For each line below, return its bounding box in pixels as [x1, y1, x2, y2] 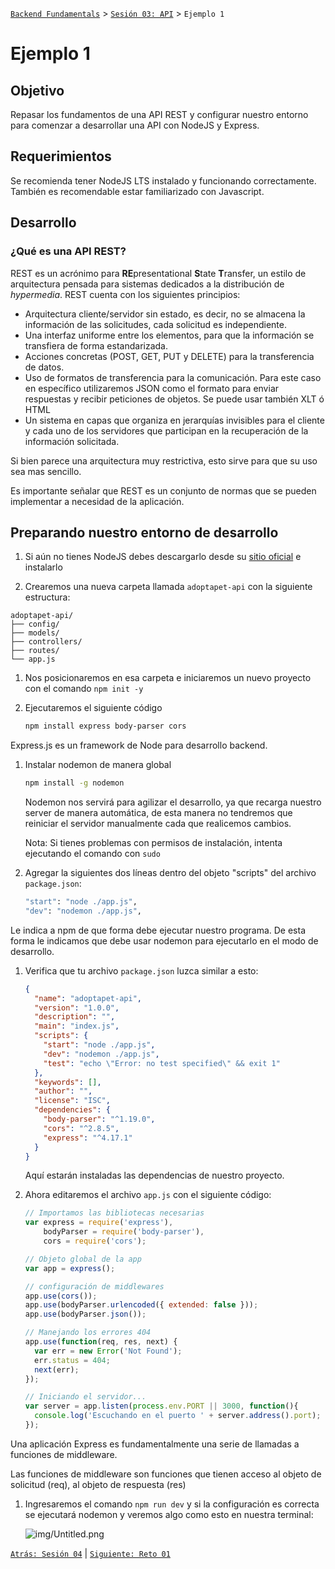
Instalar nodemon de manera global [24, 759, 172, 771]
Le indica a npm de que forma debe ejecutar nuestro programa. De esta [10, 924, 307, 936]
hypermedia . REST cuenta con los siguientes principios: [10, 288, 241, 300]
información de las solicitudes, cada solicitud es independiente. [24, 318, 288, 330]
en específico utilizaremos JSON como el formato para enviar [24, 382, 280, 394]
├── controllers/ [10, 637, 83, 647]
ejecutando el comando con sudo [24, 848, 161, 860]
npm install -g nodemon [24, 778, 125, 788]
